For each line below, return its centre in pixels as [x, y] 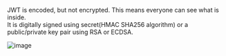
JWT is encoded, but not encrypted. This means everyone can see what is [113, 10]
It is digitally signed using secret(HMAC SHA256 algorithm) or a [98, 25]
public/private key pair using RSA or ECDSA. [70, 32]
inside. [17, 17]
